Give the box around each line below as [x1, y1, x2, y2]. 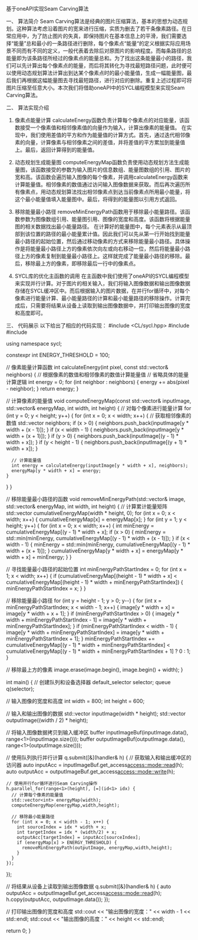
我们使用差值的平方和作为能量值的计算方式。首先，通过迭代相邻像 [30, 132, 190, 138]
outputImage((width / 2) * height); [6, 717, 88, 724]
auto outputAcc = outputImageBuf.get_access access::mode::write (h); [6, 768, 175, 775]
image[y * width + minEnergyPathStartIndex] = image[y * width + [6, 629, 165, 636]
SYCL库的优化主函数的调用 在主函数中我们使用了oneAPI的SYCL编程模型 [14, 272, 190, 279]
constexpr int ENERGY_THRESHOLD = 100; [6, 352, 110, 359]
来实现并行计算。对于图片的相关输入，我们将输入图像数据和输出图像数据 [14, 280, 190, 287]
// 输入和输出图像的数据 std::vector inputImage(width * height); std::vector [6, 710, 186, 717]
